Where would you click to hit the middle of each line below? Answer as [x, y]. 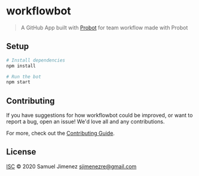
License [21, 152]
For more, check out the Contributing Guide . [61, 133]
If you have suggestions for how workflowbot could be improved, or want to [99, 116]
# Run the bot [24, 77]
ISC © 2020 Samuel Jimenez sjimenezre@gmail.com [71, 166]
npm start [19, 82]
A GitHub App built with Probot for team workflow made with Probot [104, 28]
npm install [21, 66]
